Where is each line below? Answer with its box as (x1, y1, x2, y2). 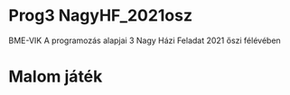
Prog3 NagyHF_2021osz (8, 5, 193, 26)
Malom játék (8, 66, 103, 87)
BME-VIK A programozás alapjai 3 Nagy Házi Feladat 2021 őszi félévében (8, 35, 281, 46)
